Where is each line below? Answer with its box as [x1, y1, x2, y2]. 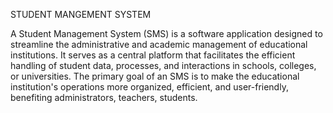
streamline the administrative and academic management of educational [10, 39, 308, 50]
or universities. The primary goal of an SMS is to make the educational [10, 70, 300, 82]
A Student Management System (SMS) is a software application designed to [10, 28, 323, 39]
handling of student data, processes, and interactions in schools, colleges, [10, 60, 317, 71]
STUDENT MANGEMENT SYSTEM [10, 9, 152, 20]
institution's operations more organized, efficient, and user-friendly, [10, 81, 289, 93]
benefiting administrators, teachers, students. [10, 92, 198, 103]
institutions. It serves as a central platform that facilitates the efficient [10, 49, 296, 61]
